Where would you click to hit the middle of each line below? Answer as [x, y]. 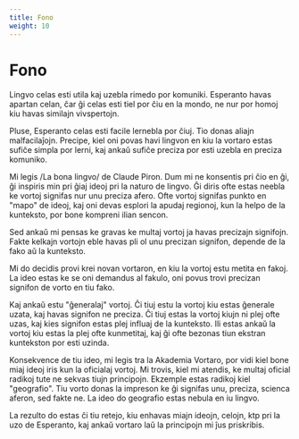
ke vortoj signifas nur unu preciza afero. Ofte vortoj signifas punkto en [138, 196]
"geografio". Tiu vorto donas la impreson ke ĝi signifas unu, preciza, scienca [149, 389]
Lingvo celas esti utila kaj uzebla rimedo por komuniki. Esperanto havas [141, 95]
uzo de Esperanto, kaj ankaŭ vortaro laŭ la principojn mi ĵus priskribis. [137, 425]
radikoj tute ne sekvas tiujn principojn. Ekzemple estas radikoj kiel [130, 379]
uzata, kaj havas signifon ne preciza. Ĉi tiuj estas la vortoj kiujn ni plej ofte [145, 315]
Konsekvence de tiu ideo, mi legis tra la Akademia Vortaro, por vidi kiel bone [149, 360]
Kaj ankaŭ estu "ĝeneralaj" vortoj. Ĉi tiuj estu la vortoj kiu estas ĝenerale [142, 305]
